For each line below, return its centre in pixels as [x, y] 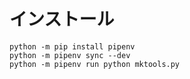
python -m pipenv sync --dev [70, 55]
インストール [62, 19]
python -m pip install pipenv [72, 46]
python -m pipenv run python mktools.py [95, 64]
